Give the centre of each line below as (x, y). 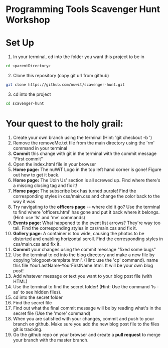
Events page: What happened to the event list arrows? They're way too (87, 223)
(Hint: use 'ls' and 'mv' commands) (49, 217)
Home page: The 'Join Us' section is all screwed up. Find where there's (87, 180)
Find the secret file (32, 302)
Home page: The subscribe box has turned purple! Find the (74, 191)
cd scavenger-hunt (25, 103)
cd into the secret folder (38, 297)
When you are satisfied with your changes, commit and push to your (83, 318)
